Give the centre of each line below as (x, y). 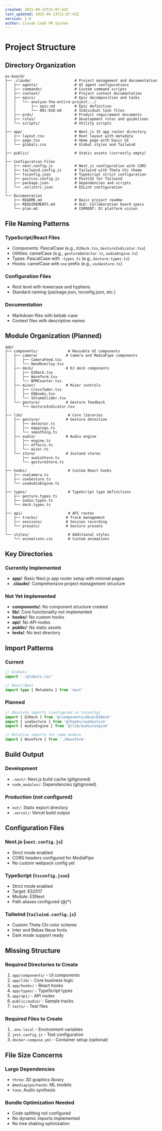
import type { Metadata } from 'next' (44, 690)
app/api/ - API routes (33, 996)
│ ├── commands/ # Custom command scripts (66, 89)
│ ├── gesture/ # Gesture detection (56, 420)
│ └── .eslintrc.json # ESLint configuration (64, 187)
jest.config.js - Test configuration (48, 1034)
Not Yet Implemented (30, 596)
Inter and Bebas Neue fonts (39, 930)
